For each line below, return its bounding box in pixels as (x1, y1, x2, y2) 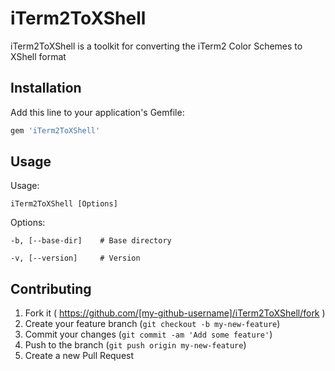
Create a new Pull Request (24, 350, 135, 362)
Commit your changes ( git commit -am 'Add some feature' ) (24, 328, 273, 341)
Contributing (10, 280, 92, 297)
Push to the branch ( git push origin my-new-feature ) (24, 339, 247, 351)
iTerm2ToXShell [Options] (10, 199, 118, 209)
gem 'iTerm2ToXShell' (10, 125, 101, 136)
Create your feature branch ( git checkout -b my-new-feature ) (24, 318, 281, 330)
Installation (10, 80, 82, 97)
